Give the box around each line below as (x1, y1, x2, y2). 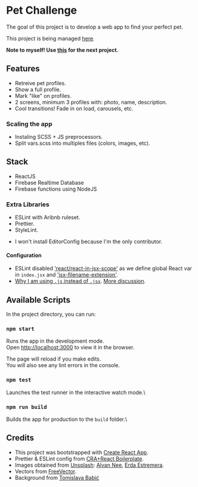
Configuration (6, 252, 42, 259)
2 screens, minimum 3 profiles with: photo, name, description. (14, 98, 168, 106)
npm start (6, 325, 35, 333)
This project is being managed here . (6, 35, 95, 42)
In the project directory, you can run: (6, 311, 96, 318)
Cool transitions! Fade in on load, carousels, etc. (14, 105, 134, 112)
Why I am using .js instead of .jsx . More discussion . (14, 278, 146, 285)
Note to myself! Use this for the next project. (6, 46, 119, 54)
